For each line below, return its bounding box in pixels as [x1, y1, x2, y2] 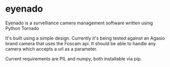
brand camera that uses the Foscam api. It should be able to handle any [5, 40, 156, 46]
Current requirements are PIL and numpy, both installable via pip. [5, 55, 142, 61]
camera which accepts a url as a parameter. [5, 46, 98, 52]
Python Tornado [5, 25, 39, 31]
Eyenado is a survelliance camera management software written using [5, 20, 153, 26]
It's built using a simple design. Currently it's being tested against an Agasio [5, 35, 165, 41]
